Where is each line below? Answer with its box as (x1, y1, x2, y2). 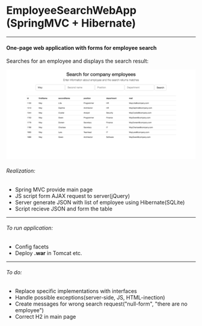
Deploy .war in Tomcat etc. (14, 249, 82, 256)
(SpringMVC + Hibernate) (6, 16, 136, 30)
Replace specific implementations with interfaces (14, 287, 137, 295)
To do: (6, 269, 22, 276)
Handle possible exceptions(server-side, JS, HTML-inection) (14, 294, 165, 301)
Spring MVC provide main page (14, 186, 93, 193)
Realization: (6, 167, 36, 174)
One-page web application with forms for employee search (6, 44, 157, 51)
